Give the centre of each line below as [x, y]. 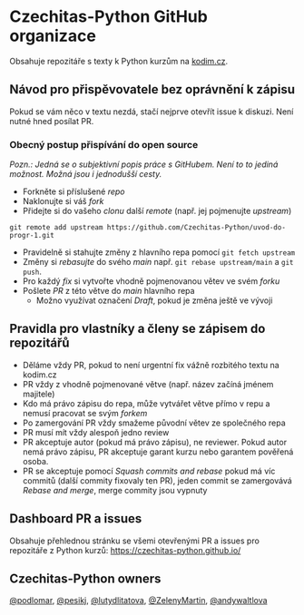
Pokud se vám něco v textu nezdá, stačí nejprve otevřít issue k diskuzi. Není [152, 112]
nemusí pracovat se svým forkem [85, 413]
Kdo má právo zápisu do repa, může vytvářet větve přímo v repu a [146, 403]
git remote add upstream [56, 228]
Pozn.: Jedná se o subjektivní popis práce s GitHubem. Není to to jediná [144, 164]
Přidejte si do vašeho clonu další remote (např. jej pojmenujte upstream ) [157, 211]
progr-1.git [32, 236]
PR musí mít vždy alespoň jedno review [96, 432]
